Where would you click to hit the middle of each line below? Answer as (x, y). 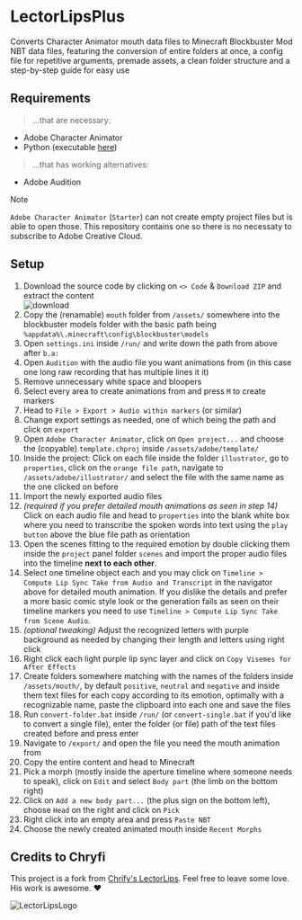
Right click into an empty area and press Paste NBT (117, 819)
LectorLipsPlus (67, 17)
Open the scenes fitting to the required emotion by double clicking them (156, 544)
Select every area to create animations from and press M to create (144, 391)
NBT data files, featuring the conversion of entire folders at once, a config (147, 50)
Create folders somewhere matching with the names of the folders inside (158, 675)
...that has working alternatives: (90, 165)
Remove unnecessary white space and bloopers (112, 381)
